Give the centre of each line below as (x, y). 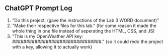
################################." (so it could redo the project (88, 41)
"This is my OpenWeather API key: (48, 36)
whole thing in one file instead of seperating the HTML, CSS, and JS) (83, 31)
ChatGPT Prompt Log (38, 8)
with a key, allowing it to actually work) (52, 46)
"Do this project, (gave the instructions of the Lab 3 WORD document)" (86, 20)
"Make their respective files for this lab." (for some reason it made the (84, 25)
